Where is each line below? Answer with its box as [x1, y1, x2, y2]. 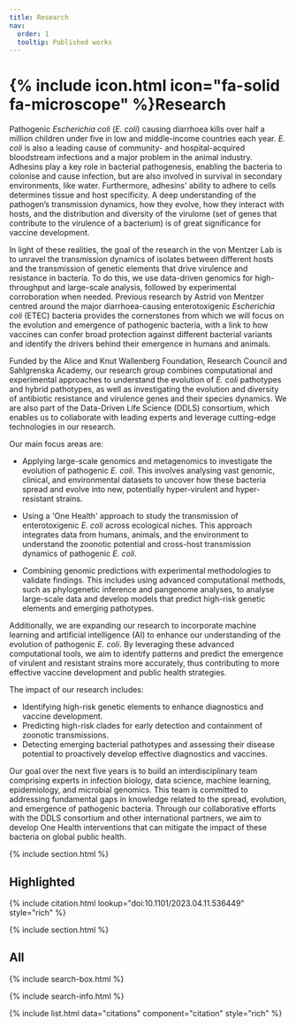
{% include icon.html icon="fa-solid [9, 76, 280, 96]
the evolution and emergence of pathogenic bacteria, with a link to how [9, 320, 269, 330]
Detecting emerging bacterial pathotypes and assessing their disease [21, 739, 276, 750]
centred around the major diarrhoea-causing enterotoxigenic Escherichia [9, 301, 276, 312]
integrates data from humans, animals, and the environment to [21, 529, 249, 540]
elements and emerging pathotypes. [21, 603, 155, 614]
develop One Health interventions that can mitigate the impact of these [9, 822, 268, 833]
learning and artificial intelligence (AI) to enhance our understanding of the [9, 629, 281, 640]
